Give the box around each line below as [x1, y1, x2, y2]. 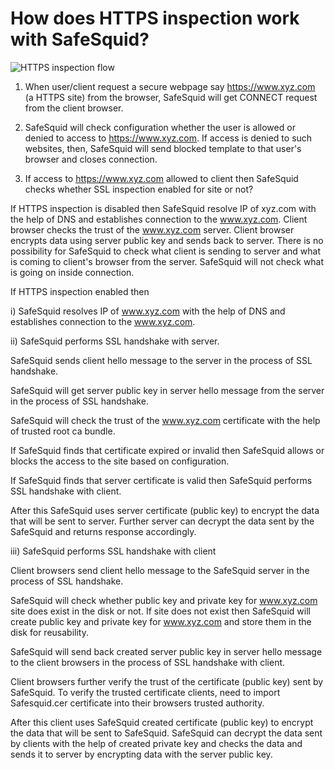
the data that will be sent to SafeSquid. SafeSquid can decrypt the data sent [10, 727, 323, 739]
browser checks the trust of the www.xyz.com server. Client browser [10, 223, 295, 236]
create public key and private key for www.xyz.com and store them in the [10, 615, 312, 627]
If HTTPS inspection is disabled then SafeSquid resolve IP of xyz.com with [10, 202, 317, 214]
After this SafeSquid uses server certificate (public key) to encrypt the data [10, 504, 320, 516]
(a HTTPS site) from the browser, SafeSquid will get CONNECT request [24, 91, 318, 103]
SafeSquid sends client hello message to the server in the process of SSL [10, 354, 313, 366]
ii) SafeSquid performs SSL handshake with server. [10, 335, 220, 347]
